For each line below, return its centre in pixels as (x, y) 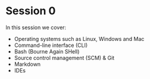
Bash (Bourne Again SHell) (47, 51)
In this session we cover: (36, 27)
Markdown (27, 64)
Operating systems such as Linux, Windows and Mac (79, 39)
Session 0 (31, 11)
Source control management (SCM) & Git (64, 58)
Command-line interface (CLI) (51, 45)
